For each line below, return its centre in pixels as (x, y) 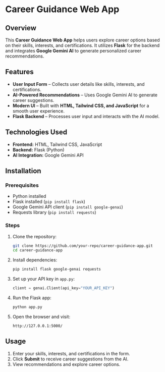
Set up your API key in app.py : (43, 279)
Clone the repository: (35, 236)
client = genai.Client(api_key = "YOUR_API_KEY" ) (64, 288)
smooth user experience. (38, 111)
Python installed (29, 196)
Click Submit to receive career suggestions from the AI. (70, 359)
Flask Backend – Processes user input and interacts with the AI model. (86, 116)
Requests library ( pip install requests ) (54, 212)
